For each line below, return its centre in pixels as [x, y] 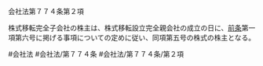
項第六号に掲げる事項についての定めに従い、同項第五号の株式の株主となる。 [132, 38]
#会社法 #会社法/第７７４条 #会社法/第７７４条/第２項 [96, 54]
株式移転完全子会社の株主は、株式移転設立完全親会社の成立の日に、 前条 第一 [132, 28]
